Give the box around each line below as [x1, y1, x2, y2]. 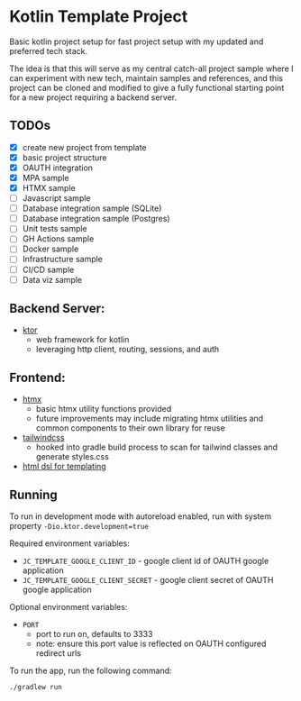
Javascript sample [22, 193, 92, 204]
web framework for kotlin [35, 334, 130, 345]
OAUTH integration [22, 162, 93, 173]
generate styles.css [35, 451, 110, 462]
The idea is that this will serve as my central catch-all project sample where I [9, 63, 295, 74]
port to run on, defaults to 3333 [35, 629, 153, 640]
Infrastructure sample [22, 254, 104, 265]
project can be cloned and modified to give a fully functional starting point [9, 82, 285, 93]
